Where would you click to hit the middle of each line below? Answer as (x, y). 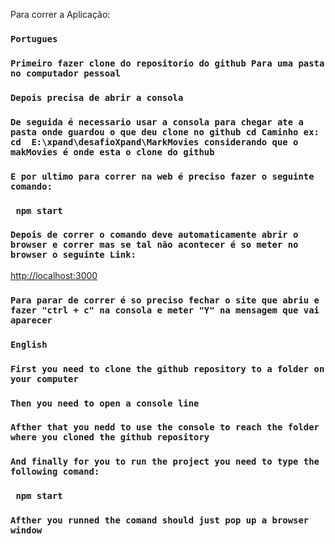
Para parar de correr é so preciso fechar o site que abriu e (165, 300)
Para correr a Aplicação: (60, 14)
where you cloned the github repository (110, 437)
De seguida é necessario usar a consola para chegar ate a (157, 122)
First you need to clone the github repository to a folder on (167, 368)
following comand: (55, 472)
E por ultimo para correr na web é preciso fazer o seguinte (162, 176)
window (26, 530)
